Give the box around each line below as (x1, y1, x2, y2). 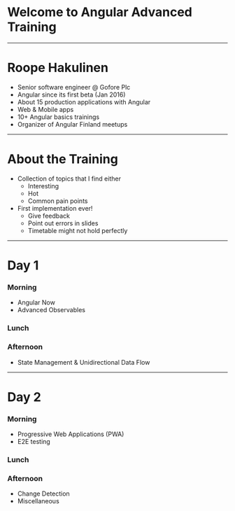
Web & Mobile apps (17, 105, 74, 113)
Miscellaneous (17, 497, 59, 505)
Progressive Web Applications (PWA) (17, 430, 124, 438)
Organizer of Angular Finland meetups (17, 120, 128, 128)
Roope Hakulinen (7, 60, 108, 76)
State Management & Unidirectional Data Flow (17, 358, 150, 366)
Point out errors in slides (27, 218, 99, 227)
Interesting (27, 181, 59, 190)
